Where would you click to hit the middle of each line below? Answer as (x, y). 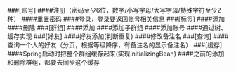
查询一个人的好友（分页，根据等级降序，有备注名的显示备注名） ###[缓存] (115, 45)
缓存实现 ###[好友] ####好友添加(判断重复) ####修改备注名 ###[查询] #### (118, 36)
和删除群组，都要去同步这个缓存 (53, 62)
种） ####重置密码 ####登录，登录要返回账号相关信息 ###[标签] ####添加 (116, 19)
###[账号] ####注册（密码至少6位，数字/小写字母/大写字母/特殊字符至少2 (114, 10)
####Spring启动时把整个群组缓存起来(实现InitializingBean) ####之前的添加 (116, 54)
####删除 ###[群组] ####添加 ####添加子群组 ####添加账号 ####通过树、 (117, 27)
